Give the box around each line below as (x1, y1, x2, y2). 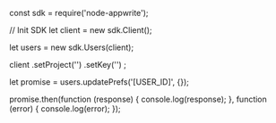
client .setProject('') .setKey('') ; (9, 60, 127, 70)
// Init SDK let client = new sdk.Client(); (9, 25, 152, 35)
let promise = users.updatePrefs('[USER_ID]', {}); (9, 77, 190, 87)
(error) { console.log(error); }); (9, 103, 121, 114)
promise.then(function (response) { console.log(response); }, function (9, 94, 267, 104)
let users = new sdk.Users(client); (9, 42, 134, 53)
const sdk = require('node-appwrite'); (9, 8, 150, 18)
